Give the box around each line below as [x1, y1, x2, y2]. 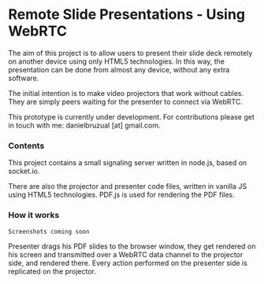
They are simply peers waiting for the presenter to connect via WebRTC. [8, 97, 243, 106]
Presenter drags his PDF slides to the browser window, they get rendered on [8, 242, 256, 251]
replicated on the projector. [8, 266, 97, 276]
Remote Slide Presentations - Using [8, 6, 246, 24]
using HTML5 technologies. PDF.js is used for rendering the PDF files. [8, 190, 235, 200]
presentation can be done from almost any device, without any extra [8, 65, 230, 74]
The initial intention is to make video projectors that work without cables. [8, 88, 244, 98]
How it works [8, 210, 60, 221]
